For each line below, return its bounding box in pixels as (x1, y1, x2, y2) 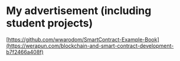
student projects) (6, 16, 93, 30)
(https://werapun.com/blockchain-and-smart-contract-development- (6, 42, 174, 49)
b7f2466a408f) (6, 48, 44, 55)
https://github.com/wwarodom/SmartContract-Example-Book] (8, 36, 159, 43)
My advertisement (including (6, 4, 152, 18)
